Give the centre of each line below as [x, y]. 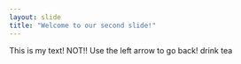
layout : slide [35, 17]
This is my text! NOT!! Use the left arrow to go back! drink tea [121, 50]
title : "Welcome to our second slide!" [83, 25]
